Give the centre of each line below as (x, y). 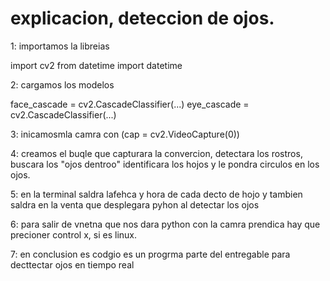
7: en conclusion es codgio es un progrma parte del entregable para (150, 254)
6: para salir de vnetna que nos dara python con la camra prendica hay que (165, 224)
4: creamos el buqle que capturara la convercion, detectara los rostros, (156, 153)
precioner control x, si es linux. (74, 234)
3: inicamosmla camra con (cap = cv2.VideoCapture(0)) (125, 134)
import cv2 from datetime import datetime (96, 65)
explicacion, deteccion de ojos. (142, 18)
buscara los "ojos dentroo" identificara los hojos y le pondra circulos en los (165, 164)
